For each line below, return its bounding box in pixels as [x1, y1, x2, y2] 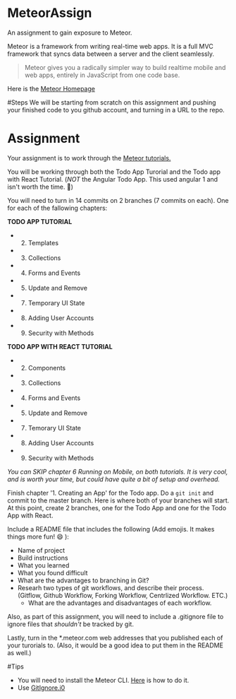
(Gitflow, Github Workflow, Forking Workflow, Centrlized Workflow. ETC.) [17, 591, 228, 599]
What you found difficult [17, 568, 88, 577]
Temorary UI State [27, 423, 81, 432]
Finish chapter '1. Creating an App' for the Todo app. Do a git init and [7, 488, 214, 497]
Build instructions [17, 553, 68, 562]
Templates [27, 238, 58, 247]
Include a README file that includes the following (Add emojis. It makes [7, 524, 215, 533]
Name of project [17, 546, 66, 554]
